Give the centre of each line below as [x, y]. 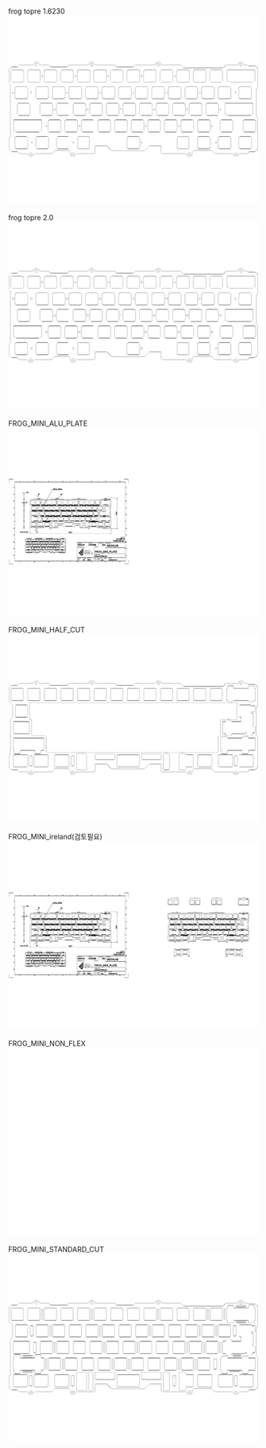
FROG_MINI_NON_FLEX [47, 1043]
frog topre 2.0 [31, 217]
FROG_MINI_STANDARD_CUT [56, 1249]
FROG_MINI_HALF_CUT [47, 629]
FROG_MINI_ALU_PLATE [48, 423]
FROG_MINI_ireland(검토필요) [56, 837]
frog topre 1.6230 [37, 11]
